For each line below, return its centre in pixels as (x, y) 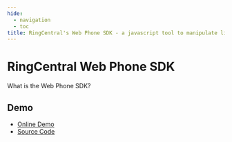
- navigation (32, 20)
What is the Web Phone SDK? (49, 86)
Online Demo (36, 124)
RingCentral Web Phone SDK (91, 67)
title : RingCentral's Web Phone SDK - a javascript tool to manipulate (112, 33)
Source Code (36, 131)
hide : (15, 13)
